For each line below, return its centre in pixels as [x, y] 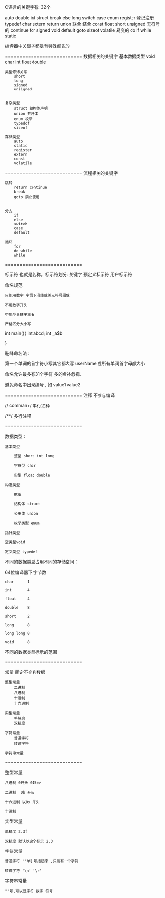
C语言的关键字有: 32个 [28, 7]
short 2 [17, 616]
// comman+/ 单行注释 [28, 405]
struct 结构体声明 [31, 108]
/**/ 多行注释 [18, 416]
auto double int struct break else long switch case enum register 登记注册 [80, 18]
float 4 [17, 599]
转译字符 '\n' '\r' [24, 871]
